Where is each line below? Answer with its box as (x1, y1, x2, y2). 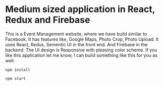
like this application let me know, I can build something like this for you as (5, 52, 158, 58)
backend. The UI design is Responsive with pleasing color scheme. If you (5, 47, 157, 53)
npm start (5, 76, 26, 81)
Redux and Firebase (5, 14, 90, 26)
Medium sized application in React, (5, 4, 155, 15)
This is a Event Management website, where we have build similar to (5, 31, 147, 37)
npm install (5, 67, 30, 72)
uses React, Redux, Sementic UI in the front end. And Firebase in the (5, 41, 148, 47)
